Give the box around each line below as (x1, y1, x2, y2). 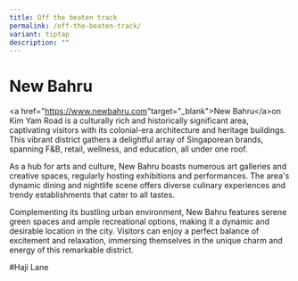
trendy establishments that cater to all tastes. (9, 189, 176, 201)
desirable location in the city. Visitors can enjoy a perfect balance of (9, 226, 260, 236)
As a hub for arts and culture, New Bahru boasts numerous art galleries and (9, 161, 287, 172)
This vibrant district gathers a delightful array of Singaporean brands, (9, 135, 264, 145)
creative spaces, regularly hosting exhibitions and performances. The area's (9, 170, 290, 181)
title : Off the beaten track (9, 12, 118, 22)
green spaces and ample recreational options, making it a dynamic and (9, 216, 270, 227)
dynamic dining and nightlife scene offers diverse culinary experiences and (9, 180, 286, 191)
